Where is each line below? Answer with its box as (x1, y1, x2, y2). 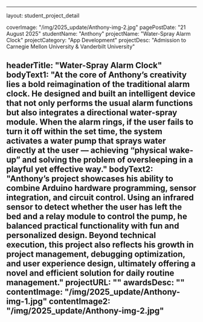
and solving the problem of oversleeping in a (22, 155, 193, 165)
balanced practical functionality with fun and (6, 221, 179, 231)
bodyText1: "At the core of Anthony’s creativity (6, 70, 187, 80)
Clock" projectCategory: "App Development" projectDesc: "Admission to (6, 37, 186, 43)
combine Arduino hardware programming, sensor (6, 183, 196, 193)
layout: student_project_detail (6, 12, 80, 19)
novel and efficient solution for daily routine (6, 268, 175, 279)
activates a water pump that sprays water (6, 136, 166, 146)
